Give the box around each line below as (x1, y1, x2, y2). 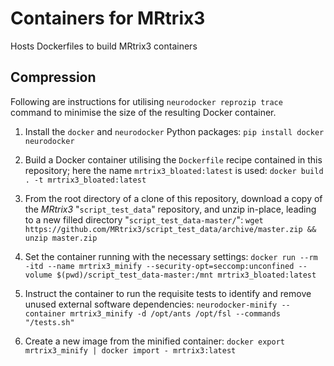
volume (24, 270, 53, 280)
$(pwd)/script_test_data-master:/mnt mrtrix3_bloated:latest (56, 270, 317, 280)
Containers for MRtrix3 (10, 7, 206, 30)
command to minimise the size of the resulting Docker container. (10, 106, 277, 118)
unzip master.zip (24, 233, 98, 243)
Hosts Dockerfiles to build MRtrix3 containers (10, 40, 198, 52)
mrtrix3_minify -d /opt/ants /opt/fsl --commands (69, 308, 281, 319)
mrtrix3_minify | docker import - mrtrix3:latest (24, 345, 237, 356)
